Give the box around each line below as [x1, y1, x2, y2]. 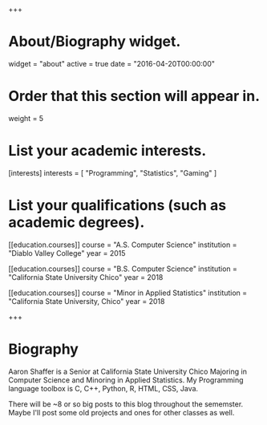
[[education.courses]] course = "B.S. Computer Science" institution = [8, 264, 238, 273]
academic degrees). [8, 213, 145, 231]
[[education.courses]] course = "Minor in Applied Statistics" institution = [8, 288, 248, 297]
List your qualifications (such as [8, 196, 227, 214]
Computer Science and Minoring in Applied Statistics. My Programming [8, 374, 244, 385]
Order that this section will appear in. [8, 87, 261, 105]
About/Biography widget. [8, 33, 181, 51]
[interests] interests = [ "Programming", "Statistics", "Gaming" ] [8, 168, 217, 177]
